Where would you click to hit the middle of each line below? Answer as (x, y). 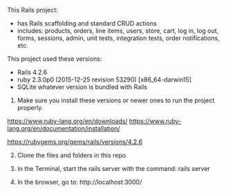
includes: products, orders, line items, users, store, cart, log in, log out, (118, 31)
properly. (30, 108)
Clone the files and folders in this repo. (72, 155)
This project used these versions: (55, 59)
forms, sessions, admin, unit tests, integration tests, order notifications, (118, 38)
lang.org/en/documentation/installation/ (64, 128)
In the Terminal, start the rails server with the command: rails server (114, 168)
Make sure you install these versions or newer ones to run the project (116, 100)
